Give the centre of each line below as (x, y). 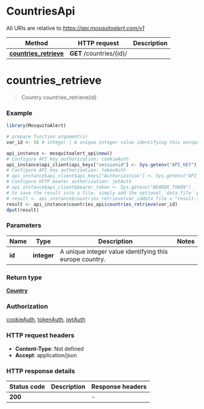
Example (19, 113)
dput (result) (23, 210)
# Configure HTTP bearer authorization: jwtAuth (69, 182)
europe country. (83, 259)
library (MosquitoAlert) (36, 126)
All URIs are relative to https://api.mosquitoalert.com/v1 (75, 28)
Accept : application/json (46, 355)
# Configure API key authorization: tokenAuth (66, 170)
